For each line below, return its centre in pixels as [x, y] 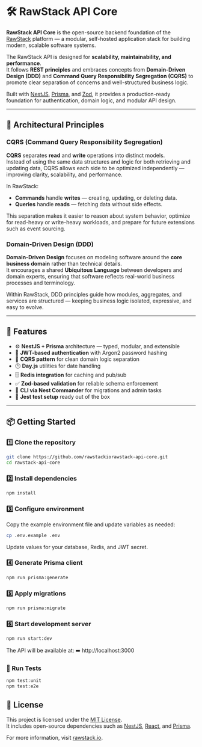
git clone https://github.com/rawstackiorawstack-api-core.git [87, 457]
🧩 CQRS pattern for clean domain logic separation [77, 359]
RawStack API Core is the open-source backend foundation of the [89, 32]
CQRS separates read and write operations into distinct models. [86, 155]
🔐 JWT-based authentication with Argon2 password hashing [91, 352]
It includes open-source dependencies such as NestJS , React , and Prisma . [99, 726]
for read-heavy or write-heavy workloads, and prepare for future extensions [101, 222]
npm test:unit [24, 681]
